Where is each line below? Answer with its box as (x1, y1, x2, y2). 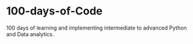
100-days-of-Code (6, 4, 103, 18)
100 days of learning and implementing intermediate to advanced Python (6, 24, 187, 31)
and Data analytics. (6, 30, 54, 37)
